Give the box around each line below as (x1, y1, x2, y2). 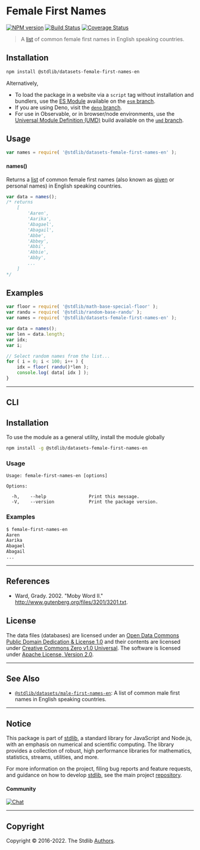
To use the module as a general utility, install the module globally (6, 434, 165, 441)
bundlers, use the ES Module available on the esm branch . (14, 97, 156, 105)
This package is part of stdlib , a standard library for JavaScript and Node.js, (6, 735, 192, 742)
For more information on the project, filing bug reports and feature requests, (6, 765, 192, 772)
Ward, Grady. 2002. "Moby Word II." (14, 592, 104, 599)
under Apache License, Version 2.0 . (6, 650, 94, 658)
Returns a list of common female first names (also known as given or (6, 176, 174, 183)
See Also (6, 673, 40, 683)
